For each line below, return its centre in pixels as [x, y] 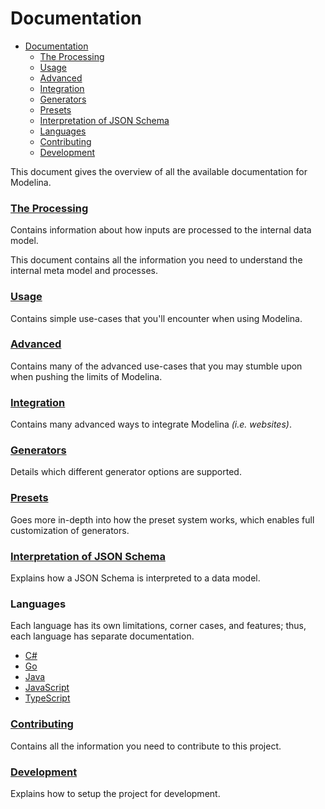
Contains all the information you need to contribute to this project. [146, 746]
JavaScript [47, 688]
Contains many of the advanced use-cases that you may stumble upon [156, 366]
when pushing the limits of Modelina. [86, 376]
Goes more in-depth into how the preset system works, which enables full [162, 519]
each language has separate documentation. [102, 636]
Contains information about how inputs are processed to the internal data [161, 230]
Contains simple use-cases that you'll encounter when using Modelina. [156, 318]
